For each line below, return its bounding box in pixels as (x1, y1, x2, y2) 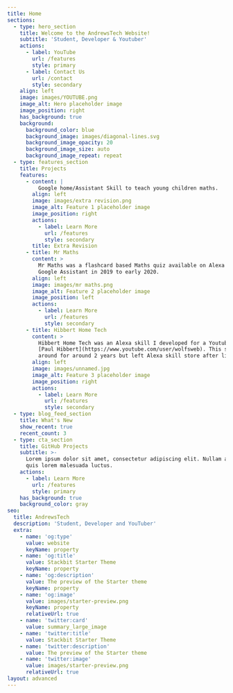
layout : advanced (7, 675, 58, 682)
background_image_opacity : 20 (25, 140, 113, 147)
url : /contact (32, 74, 73, 82)
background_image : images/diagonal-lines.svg (25, 133, 159, 140)
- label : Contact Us (25, 68, 85, 75)
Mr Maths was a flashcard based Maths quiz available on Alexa (37, 262, 225, 269)
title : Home (7, 10, 42, 17)
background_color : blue (25, 126, 95, 133)
